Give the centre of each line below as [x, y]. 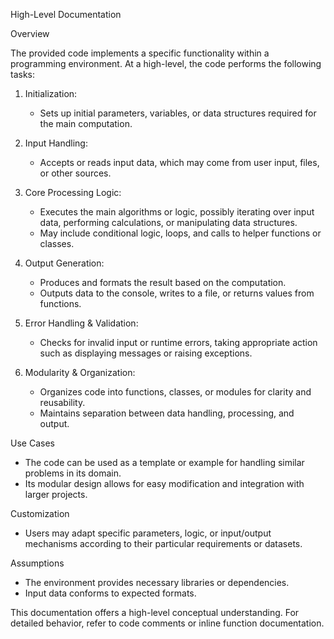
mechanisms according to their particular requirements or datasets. [163, 543]
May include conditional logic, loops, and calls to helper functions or [180, 233]
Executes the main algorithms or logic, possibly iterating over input [177, 212]
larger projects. [56, 494]
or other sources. [75, 173]
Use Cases [32, 443]
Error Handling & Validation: [81, 323]
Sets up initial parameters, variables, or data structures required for [178, 113]
